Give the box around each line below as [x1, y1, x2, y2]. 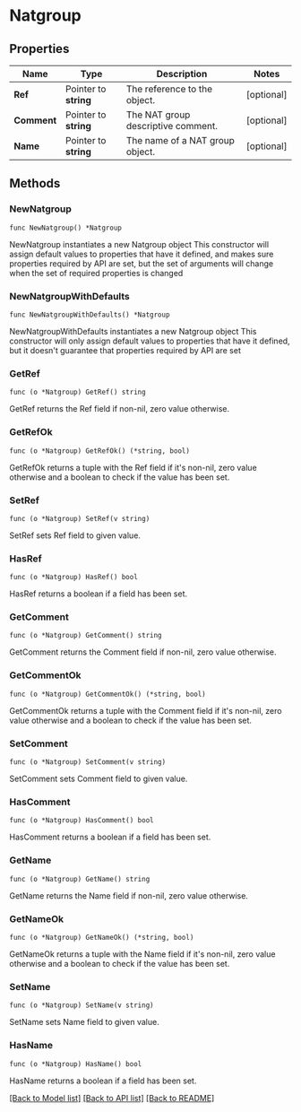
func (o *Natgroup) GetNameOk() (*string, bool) [9, 933, 194, 942]
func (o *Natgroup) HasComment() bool [9, 816, 154, 825]
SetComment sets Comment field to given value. [9, 773, 188, 785]
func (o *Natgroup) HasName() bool [9, 1059, 142, 1068]
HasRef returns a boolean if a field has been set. [9, 588, 188, 599]
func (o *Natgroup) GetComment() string [9, 631, 163, 640]
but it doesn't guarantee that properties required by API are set [9, 344, 242, 355]
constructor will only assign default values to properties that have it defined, [9, 335, 290, 346]
